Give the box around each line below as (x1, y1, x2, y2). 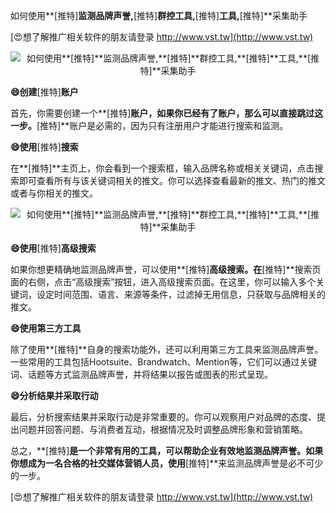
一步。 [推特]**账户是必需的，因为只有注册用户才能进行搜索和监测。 (10, 120, 289, 131)
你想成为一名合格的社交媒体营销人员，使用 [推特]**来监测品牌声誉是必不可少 (10, 457, 324, 469)
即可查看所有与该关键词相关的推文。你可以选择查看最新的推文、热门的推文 (18, 175, 326, 186)
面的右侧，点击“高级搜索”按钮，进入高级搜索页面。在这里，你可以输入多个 (10, 276, 317, 288)
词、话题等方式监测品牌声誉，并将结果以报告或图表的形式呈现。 (10, 369, 273, 380)
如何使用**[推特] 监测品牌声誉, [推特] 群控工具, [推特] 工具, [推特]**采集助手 (10, 10, 308, 21)
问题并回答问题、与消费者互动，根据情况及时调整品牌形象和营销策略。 (18, 424, 308, 435)
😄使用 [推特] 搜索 (10, 141, 79, 153)
